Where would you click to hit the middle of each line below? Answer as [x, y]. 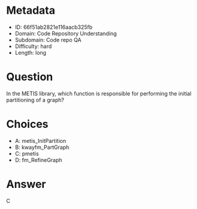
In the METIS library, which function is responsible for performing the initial [99, 93]
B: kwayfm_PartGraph [42, 147]
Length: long [31, 52]
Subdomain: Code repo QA [48, 40]
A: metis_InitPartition [40, 141]
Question [29, 77]
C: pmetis [27, 153]
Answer [26, 184]
